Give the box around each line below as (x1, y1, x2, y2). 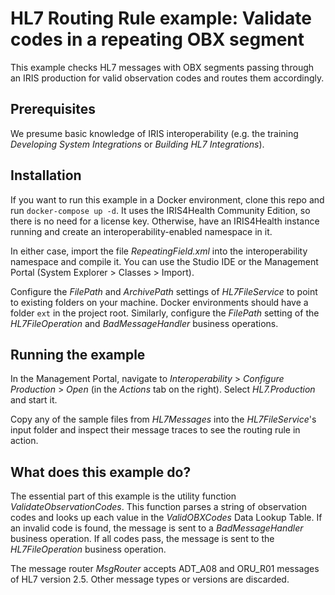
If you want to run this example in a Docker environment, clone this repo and (10, 193, 325, 206)
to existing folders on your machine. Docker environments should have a (10, 296, 309, 308)
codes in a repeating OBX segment (10, 28, 305, 51)
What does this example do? (10, 463, 192, 481)
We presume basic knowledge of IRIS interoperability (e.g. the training (10, 127, 299, 139)
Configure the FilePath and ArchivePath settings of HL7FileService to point (10, 285, 318, 297)
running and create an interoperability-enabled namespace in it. (10, 225, 273, 237)
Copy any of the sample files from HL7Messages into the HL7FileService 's (10, 413, 317, 426)
